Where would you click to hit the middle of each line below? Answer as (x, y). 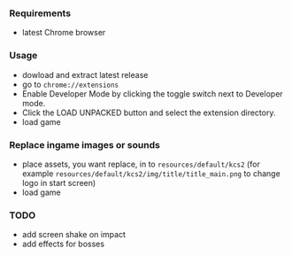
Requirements (40, 13)
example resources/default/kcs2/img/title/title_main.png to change (151, 173)
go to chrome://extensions (70, 84)
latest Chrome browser (64, 33)
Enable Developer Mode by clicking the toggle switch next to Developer (152, 93)
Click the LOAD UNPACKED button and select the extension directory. (149, 112)
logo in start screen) (59, 182)
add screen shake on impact (74, 235)
